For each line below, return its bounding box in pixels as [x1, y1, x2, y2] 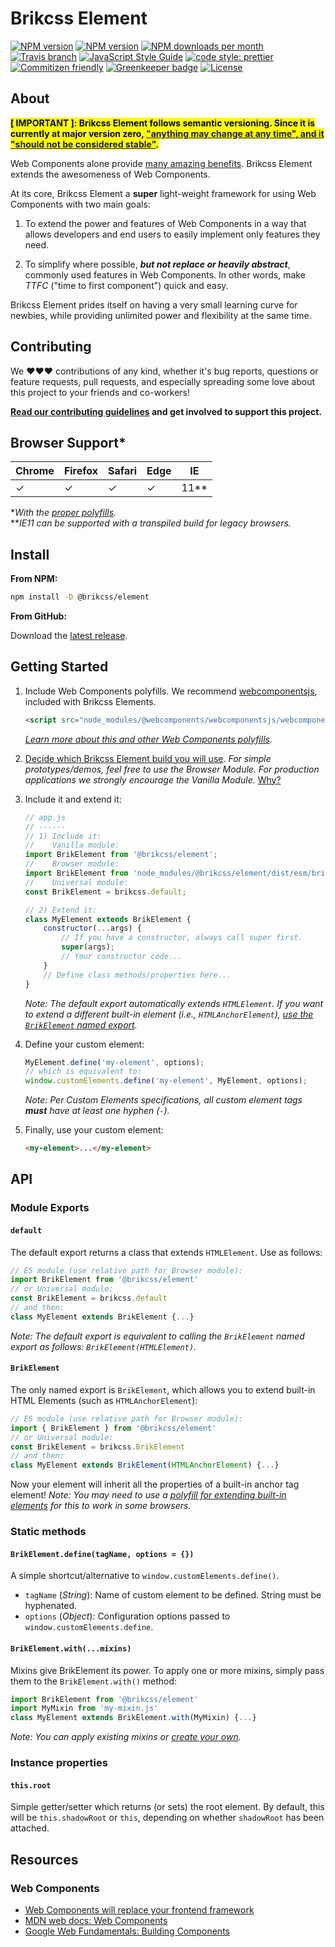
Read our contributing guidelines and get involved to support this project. [10, 405, 323, 417]
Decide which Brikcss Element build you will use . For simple [24, 752, 272, 764]
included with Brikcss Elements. [24, 695, 157, 707]
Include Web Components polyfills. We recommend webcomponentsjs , [24, 685, 318, 697]
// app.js [24, 812, 67, 822]
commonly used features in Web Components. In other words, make [24, 268, 306, 281]
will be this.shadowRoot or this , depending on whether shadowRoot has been [10, 1812, 325, 1824]
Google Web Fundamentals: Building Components [24, 1925, 230, 1937]
